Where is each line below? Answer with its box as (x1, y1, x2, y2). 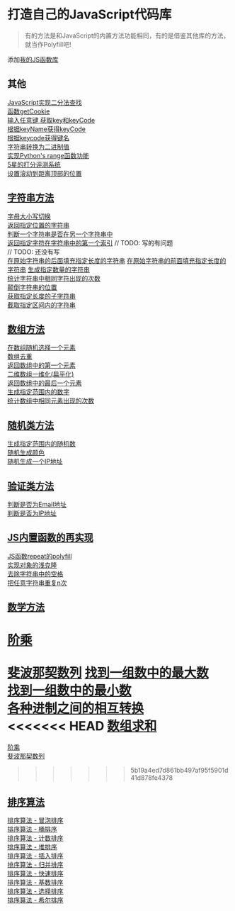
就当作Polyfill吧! (24, 40, 71, 48)
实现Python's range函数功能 (7, 151, 90, 160)
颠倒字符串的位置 (7, 283, 57, 291)
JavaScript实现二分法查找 (7, 98, 83, 106)
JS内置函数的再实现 (7, 532, 94, 544)
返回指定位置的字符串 (7, 220, 69, 229)
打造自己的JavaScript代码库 (7, 6, 172, 23)
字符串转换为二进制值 (7, 142, 69, 151)
